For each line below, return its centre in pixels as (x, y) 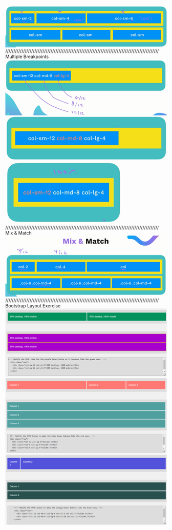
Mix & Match (18, 233)
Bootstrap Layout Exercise (33, 306)
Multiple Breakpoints (27, 57)
